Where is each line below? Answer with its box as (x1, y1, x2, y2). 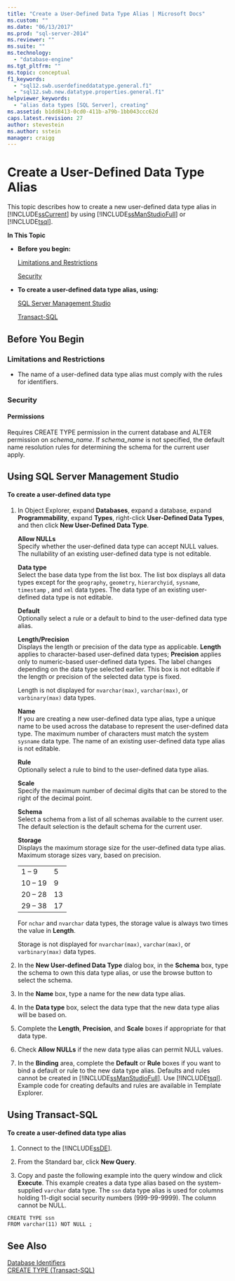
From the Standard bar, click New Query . (17, 1157, 137, 1166)
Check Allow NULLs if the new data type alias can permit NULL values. (17, 1045, 223, 1054)
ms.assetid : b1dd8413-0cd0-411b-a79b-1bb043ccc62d (7, 108, 159, 115)
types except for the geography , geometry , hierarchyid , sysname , (17, 578, 200, 586)
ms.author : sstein (7, 128, 61, 135)
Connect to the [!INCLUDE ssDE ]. (17, 1144, 112, 1153)
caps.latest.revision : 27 (7, 114, 83, 121)
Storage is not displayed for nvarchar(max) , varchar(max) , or (17, 940, 191, 948)
